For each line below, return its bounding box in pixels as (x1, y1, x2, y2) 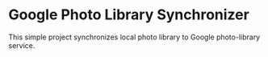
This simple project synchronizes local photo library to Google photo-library (8, 32, 261, 42)
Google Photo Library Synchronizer (8, 6, 250, 24)
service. (8, 40, 36, 50)
